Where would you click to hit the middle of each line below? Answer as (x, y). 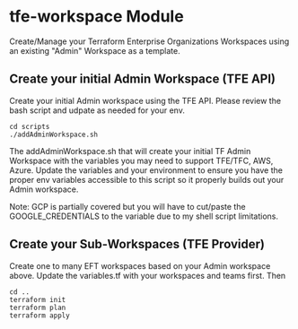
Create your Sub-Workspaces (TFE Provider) (137, 244)
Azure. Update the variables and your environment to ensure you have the (146, 170)
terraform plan (38, 307)
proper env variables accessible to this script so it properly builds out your (147, 179)
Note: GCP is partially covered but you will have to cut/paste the (127, 206)
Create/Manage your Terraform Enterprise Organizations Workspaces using (149, 41)
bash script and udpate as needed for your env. (97, 110)
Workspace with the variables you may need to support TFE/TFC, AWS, (141, 160)
